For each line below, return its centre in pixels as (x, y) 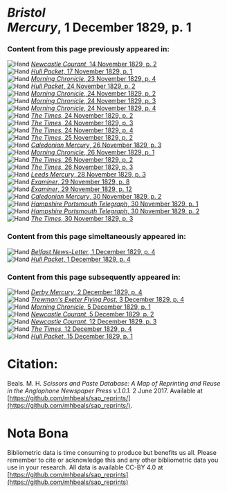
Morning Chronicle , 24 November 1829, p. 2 (93, 93)
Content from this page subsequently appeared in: (94, 277)
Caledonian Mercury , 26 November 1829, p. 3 (96, 145)
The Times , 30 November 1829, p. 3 (82, 219)
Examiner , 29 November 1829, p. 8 (80, 182)
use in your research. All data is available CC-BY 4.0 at (85, 467)
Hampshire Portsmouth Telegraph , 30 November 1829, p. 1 (115, 204)
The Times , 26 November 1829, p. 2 (82, 160)
